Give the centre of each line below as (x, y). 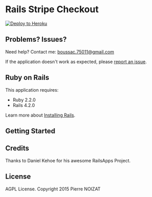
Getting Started (30, 131)
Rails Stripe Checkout (52, 9)
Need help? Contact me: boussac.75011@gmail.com (60, 51)
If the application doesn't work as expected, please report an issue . (76, 62)
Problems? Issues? (36, 39)
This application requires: (32, 90)
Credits (17, 148)
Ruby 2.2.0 (24, 100)
